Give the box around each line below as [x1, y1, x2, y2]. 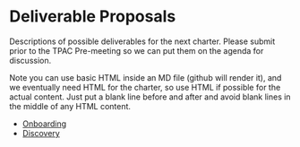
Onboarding [21, 118, 67, 129]
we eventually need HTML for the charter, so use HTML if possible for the [9, 82, 281, 92]
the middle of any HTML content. [9, 100, 132, 111]
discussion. [9, 55, 52, 65]
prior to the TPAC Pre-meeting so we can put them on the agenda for [9, 45, 264, 56]
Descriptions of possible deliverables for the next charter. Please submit [9, 36, 276, 47]
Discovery [21, 127, 60, 138]
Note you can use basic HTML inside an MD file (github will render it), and [9, 72, 282, 82]
